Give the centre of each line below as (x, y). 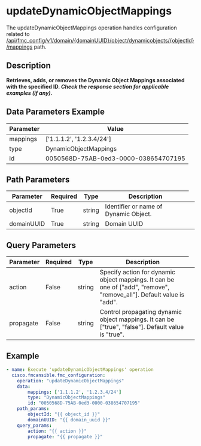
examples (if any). (29, 93)
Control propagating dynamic (141, 312)
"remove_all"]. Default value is (142, 295)
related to (18, 34)
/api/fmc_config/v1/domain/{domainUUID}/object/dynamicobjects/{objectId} (100, 40)
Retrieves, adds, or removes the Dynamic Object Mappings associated (95, 80)
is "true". (112, 334)
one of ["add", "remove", (135, 288)
